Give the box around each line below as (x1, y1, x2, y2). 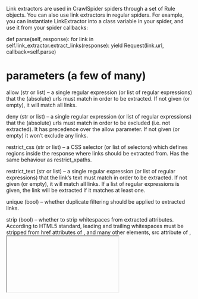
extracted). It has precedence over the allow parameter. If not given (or (6, 125, 180, 133)
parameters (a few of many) (6, 69, 146, 83)
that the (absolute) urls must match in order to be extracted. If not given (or (6, 95, 190, 102)
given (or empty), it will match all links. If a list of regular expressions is (6, 180, 180, 187)
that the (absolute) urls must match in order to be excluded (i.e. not (6, 119, 171, 126)
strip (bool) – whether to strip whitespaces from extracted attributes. (6, 216, 174, 223)
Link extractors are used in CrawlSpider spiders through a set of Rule (6, 5, 175, 12)
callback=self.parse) (6, 48, 56, 55)
